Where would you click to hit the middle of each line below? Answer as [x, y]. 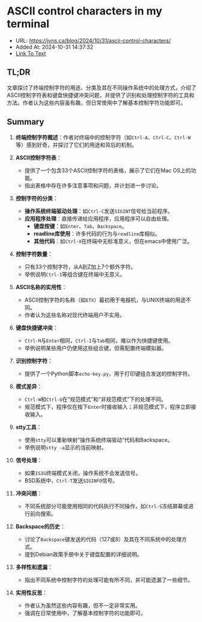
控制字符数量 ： [34, 253]
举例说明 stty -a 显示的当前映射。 [66, 447]
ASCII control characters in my [85, 11]
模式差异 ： [29, 386]
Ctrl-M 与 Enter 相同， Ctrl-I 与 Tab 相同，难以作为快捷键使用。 [99, 340]
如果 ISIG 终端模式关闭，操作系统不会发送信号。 [83, 473]
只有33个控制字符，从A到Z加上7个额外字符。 [80, 267]
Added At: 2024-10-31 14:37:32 [54, 47]
